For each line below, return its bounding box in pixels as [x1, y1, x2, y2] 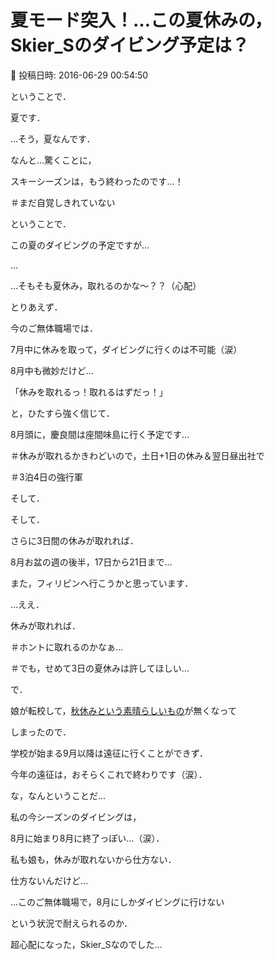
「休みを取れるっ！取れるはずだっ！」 [10, 386, 168, 398]
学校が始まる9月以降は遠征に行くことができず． [10, 747, 209, 759]
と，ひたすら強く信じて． [10, 407, 115, 419]
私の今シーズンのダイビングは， [10, 811, 142, 823]
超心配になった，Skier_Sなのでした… [10, 938, 163, 950]
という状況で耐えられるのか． [10, 917, 133, 929]
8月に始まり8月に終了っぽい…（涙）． [10, 832, 165, 844]
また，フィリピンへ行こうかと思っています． [10, 577, 194, 589]
